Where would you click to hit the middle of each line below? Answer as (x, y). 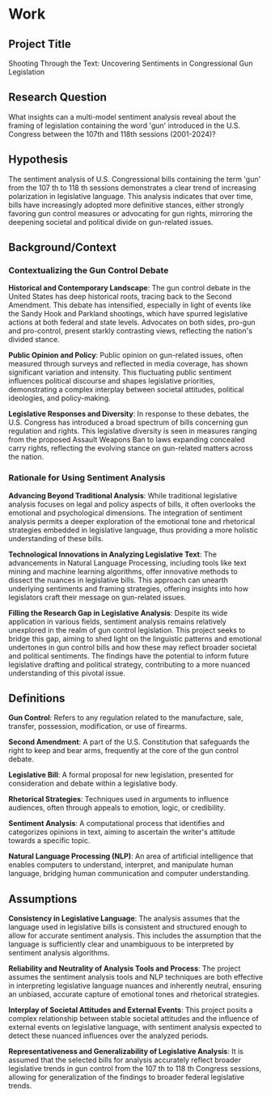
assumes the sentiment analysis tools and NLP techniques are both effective (136, 977)
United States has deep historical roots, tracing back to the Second (120, 297)
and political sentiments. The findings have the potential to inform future (129, 655)
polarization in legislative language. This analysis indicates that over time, (131, 196)
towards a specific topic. (49, 841)
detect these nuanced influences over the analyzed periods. (108, 1036)
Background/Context (63, 248)
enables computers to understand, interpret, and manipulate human (121, 865)
